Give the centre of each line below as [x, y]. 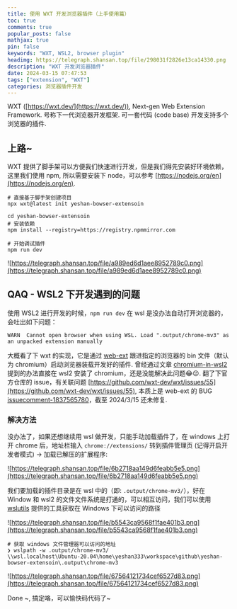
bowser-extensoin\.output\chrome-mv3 [63, 563]
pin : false [23, 47]
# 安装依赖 [21, 224]
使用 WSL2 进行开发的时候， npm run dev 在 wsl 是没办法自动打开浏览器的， [117, 313]
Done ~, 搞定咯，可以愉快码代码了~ [59, 598]
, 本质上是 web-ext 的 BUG [174, 391]
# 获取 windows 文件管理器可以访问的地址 [62, 545]
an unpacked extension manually [55, 341]
